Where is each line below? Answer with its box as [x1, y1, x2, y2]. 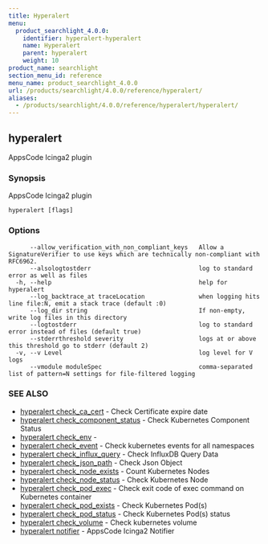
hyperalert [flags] [8, 207, 74, 215]
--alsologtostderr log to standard [29, 264, 253, 272]
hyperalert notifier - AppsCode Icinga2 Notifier [19, 526, 175, 535]
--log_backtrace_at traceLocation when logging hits [29, 292, 261, 301]
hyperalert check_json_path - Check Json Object [19, 457, 183, 467]
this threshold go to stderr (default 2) [8, 342, 149, 350]
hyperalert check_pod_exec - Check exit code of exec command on [19, 483, 245, 493]
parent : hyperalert [22, 49, 88, 57]
